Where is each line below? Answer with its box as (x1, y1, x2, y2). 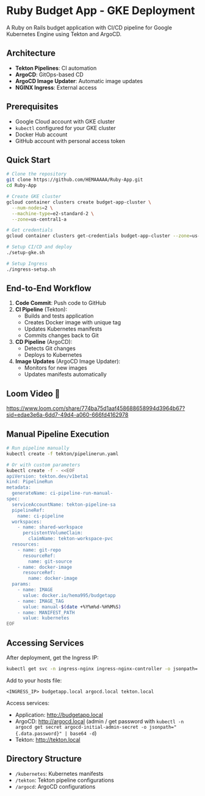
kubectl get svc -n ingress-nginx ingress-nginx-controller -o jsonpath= (6, 666, 198, 672)
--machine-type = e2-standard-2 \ (12, 210, 95, 217)
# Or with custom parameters (6, 462, 81, 468)
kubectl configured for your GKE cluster (15, 124, 116, 131)
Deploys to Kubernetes (24, 351, 82, 359)
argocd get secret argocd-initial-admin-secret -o (15, 724, 147, 730)
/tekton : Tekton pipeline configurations (15, 776, 114, 784)
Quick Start (6, 155, 51, 165)
